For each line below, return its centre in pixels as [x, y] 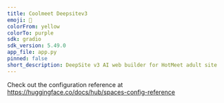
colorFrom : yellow [33, 26]
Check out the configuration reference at [65, 84]
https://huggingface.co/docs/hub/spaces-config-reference [91, 92]
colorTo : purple [30, 33]
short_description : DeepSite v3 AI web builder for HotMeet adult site [112, 65]
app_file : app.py [32, 53]
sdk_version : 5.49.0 [37, 46]
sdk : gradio [24, 39]
